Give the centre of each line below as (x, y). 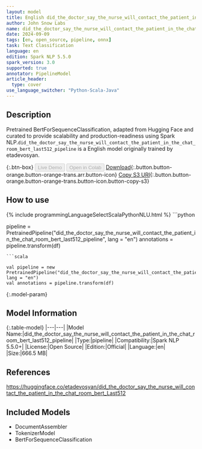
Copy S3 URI (134, 174)
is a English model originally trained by (125, 148)
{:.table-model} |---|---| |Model (45, 328)
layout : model (24, 12)
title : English (25, 18)
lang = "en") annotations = (140, 239)
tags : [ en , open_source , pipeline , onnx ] (59, 40)
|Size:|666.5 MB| (27, 353)
